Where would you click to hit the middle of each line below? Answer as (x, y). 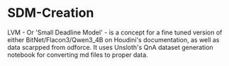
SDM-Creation (51, 13)
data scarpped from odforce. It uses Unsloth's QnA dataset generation (111, 47)
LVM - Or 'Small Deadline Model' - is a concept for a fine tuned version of (115, 32)
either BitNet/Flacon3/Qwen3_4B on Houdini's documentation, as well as (113, 39)
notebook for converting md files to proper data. (78, 55)
